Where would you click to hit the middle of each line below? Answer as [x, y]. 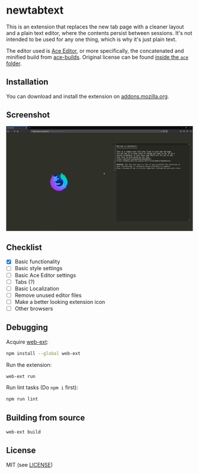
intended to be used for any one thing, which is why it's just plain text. [92, 39]
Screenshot [28, 115]
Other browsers [34, 308]
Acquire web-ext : [27, 342]
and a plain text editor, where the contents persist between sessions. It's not [99, 33]
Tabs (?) [25, 281]
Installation [27, 82]
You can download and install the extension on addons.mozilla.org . [88, 96]
